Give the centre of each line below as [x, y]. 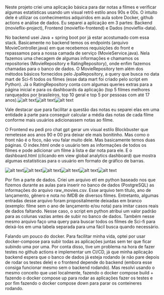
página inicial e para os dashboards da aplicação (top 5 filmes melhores [78, 90]
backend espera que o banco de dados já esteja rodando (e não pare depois [82, 257]
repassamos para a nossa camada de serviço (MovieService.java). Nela [78, 53]
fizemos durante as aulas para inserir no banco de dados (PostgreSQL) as [80, 185]
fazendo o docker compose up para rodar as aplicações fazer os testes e [79, 278]
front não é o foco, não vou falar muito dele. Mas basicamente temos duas [80, 140]
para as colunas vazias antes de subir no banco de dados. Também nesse [80, 216]
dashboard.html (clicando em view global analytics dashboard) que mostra [81, 156]
